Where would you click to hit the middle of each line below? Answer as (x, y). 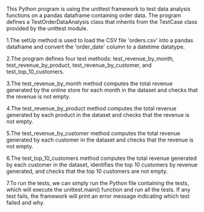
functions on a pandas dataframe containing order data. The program (94, 15)
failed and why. (25, 203)
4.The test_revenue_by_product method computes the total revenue (92, 108)
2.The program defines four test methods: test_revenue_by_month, (90, 59)
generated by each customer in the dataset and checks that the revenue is (100, 140)
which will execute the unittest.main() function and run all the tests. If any (98, 190)
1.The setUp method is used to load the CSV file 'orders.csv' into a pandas (100, 40)
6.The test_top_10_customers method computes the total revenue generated (102, 158)
